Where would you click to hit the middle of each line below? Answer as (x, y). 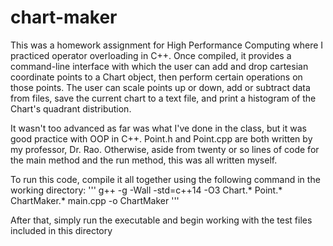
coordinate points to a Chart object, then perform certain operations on (156, 77)
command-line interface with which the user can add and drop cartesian (159, 66)
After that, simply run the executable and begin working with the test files (161, 220)
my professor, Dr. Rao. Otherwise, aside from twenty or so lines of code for (165, 149)
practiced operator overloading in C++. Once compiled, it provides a (151, 55)
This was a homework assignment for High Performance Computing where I (167, 45)
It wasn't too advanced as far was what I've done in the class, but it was (158, 128)
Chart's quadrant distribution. (71, 108)
